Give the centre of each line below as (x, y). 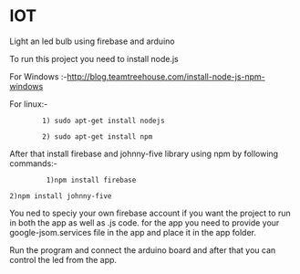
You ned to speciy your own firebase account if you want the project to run (150, 213)
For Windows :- (38, 76)
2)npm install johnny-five (61, 196)
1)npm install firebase (91, 180)
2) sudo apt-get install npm (98, 137)
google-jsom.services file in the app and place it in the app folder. (133, 232)
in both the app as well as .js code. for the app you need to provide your (145, 222)
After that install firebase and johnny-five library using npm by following (144, 153)
